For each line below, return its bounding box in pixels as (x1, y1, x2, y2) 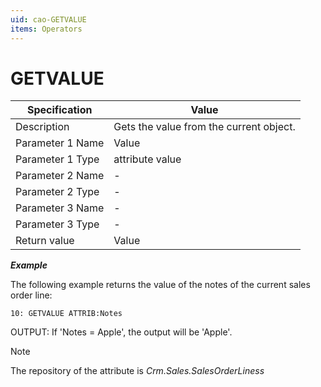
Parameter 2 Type (15, 185, 100, 199)
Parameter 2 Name (15, 169, 105, 183)
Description (15, 120, 70, 134)
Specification (26, 103, 93, 117)
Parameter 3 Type (15, 217, 100, 231)
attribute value (113, 152, 182, 166)
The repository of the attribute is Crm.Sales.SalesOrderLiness (10, 365, 265, 377)
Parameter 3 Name (15, 201, 105, 215)
